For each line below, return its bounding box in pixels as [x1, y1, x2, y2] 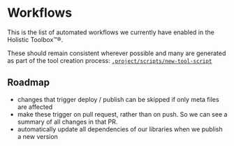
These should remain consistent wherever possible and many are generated [7, 49, 226, 57]
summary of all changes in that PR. [17, 117, 118, 126]
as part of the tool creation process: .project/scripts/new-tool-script [7, 56, 212, 64]
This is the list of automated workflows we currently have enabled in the [7, 28, 214, 36]
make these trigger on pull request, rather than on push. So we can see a [17, 110, 228, 118]
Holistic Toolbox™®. [7, 35, 64, 43]
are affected [17, 103, 53, 111]
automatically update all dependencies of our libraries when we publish [17, 124, 224, 133]
